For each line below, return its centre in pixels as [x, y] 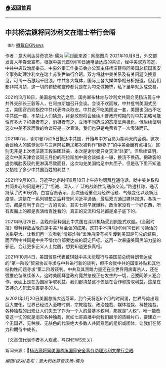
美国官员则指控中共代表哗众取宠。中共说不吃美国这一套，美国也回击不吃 [87, 109]
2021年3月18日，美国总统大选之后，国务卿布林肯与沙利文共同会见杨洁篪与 [81, 97]
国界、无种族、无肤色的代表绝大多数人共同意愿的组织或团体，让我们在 [85, 323]
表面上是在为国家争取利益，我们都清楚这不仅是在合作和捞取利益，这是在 [87, 282]
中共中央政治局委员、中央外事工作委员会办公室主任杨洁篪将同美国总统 [77, 68]
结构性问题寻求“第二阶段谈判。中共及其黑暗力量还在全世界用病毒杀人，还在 [82, 269]
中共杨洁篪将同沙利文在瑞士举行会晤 [60, 32]
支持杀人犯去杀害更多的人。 [33, 288]
